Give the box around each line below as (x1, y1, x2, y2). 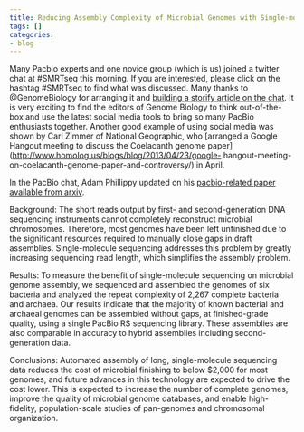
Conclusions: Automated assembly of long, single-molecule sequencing (9, 355, 278, 366)
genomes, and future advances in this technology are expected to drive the (9, 374, 290, 385)
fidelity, (9, 403, 38, 414)
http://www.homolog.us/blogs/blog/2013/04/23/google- (12, 150, 222, 161)
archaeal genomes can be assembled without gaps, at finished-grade (9, 309, 269, 320)
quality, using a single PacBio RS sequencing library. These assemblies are (9, 318, 289, 329)
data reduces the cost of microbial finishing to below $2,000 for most (9, 364, 269, 376)
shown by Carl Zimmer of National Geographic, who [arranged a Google (9, 130, 278, 141)
